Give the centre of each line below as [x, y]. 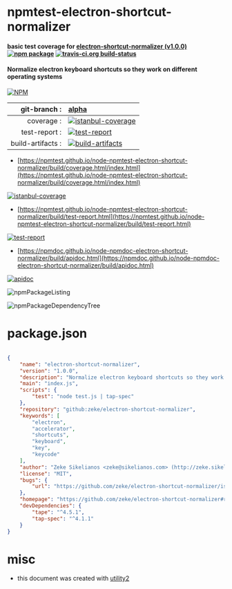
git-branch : [41, 109]
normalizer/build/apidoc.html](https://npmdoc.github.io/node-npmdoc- [118, 258]
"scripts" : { [38, 390]
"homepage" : [37, 499]
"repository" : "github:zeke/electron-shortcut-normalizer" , [108, 409]
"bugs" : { [34, 480]
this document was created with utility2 [73, 579]
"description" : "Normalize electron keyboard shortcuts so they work [122, 377]
